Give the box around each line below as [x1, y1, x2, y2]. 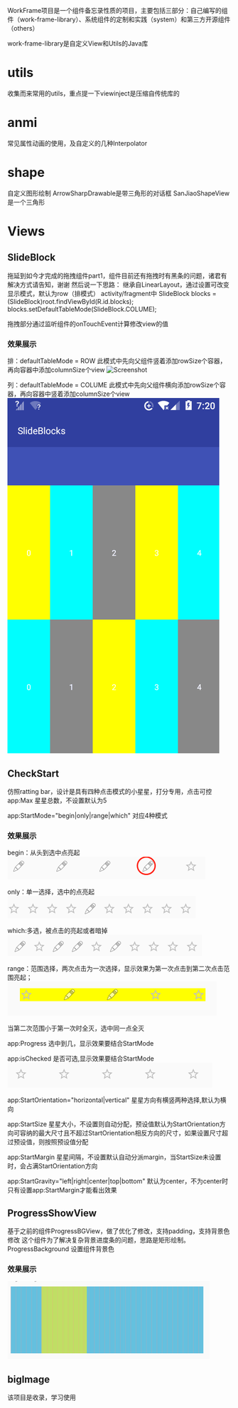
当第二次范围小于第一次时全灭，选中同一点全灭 [7, 1024, 144, 1033]
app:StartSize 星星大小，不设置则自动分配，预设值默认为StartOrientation [7, 1120, 220, 1128]
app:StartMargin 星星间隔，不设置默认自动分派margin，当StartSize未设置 [7, 1153, 222, 1161]
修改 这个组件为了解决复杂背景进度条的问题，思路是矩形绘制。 [7, 1236, 190, 1245]
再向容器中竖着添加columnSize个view [19, 389, 130, 398]
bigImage [7, 1373, 50, 1385]
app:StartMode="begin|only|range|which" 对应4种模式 [7, 811, 168, 820]
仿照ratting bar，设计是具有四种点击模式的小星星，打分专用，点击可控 [7, 787, 212, 795]
